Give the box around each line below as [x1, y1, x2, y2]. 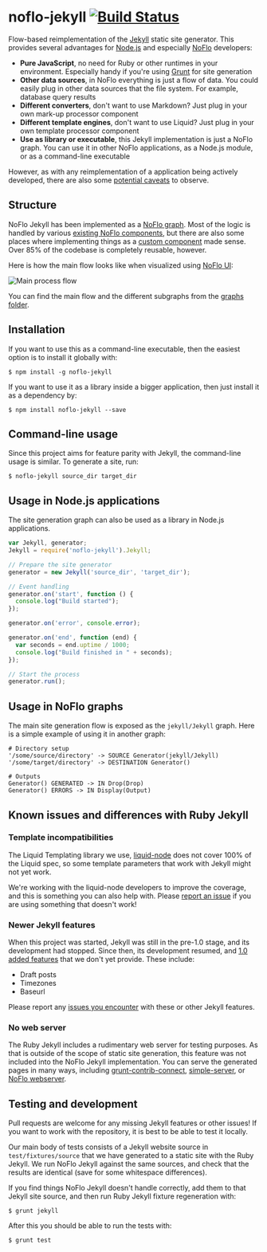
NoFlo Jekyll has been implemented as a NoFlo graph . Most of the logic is [8, 219, 251, 229]
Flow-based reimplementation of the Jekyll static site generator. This [8, 34, 234, 44]
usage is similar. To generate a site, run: [8, 457, 139, 466]
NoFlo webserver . [8, 1074, 67, 1084]
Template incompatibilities [8, 832, 114, 843]
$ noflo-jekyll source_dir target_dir [8, 473, 137, 481]
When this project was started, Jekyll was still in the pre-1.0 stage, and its [8, 937, 249, 948]
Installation [8, 323, 65, 336]
